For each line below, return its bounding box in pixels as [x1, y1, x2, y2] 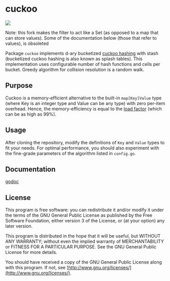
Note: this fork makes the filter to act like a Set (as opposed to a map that [5, 29, 159, 36]
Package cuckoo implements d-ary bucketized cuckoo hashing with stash [5, 50, 159, 56]
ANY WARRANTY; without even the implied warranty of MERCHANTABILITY [5, 238, 164, 245]
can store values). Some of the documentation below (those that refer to [5, 35, 157, 41]
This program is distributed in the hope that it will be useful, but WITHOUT [5, 233, 161, 239]
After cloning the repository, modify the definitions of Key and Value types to [5, 139, 165, 145]
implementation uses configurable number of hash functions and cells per [5, 61, 160, 67]
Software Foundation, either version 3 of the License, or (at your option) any [5, 218, 165, 224]
